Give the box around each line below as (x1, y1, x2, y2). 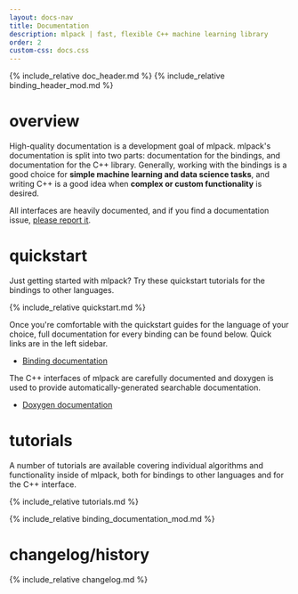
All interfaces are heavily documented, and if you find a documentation (9, 206, 270, 216)
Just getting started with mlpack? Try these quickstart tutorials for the (9, 275, 265, 286)
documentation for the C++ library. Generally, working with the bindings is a (9, 159, 287, 170)
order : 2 (9, 37, 42, 47)
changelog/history (9, 545, 149, 566)
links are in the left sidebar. (9, 338, 109, 348)
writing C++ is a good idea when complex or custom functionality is (9, 179, 262, 190)
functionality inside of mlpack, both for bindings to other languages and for (9, 469, 285, 480)
